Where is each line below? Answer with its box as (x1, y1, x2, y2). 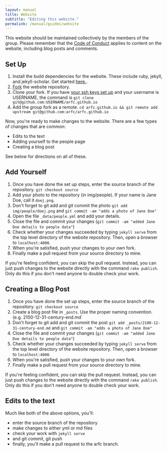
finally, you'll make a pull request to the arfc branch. (12, 441, 119, 447)
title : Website (5, 12, 37, 17)
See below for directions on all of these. (5, 153, 87, 160)
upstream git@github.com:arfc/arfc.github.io (12, 109, 109, 115)
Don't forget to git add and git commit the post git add (12, 319, 125, 325)
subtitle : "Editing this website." (5, 16, 79, 21)
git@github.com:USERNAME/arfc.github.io (12, 100, 98, 105)
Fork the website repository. (12, 84, 70, 90)
